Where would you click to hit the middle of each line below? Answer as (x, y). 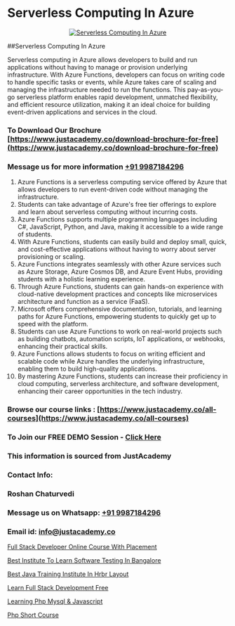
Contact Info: (30, 475)
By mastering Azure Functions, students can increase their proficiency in (122, 376)
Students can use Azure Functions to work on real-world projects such (120, 331)
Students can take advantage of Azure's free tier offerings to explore (117, 205)
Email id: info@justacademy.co (61, 531)
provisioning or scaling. (51, 257)
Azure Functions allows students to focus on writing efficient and (111, 354)
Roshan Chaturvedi (41, 494)
